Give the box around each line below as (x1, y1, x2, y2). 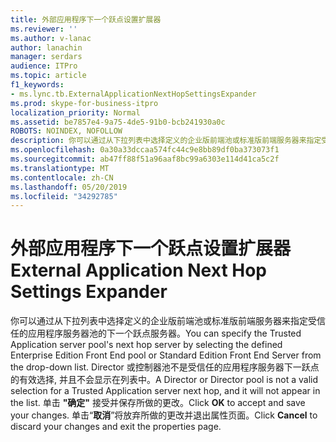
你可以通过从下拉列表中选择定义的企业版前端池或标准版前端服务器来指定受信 (10, 315, 326, 327)
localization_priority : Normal (10, 107, 141, 118)
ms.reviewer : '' (10, 24, 78, 34)
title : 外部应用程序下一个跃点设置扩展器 (10, 14, 162, 25)
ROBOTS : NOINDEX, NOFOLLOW (10, 126, 123, 136)
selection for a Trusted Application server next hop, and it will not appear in (10, 385, 321, 397)
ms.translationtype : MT (10, 163, 110, 173)
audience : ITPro (10, 61, 78, 71)
